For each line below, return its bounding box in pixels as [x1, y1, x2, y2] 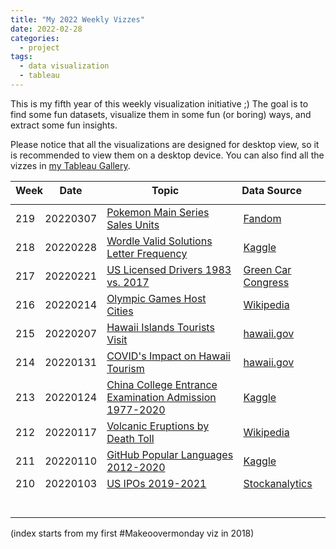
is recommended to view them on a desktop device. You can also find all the [10, 149, 325, 161]
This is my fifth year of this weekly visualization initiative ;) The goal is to [10, 97, 309, 110]
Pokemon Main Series [106, 205, 210, 219]
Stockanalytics [243, 476, 313, 490]
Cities [106, 304, 134, 318]
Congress [243, 275, 290, 289]
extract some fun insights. [10, 119, 118, 131]
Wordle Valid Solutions [106, 234, 213, 248]
